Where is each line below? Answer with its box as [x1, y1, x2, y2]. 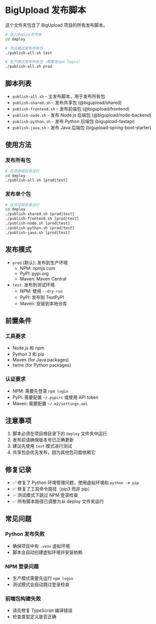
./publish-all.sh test [5, 50, 52, 55]
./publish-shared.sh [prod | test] [5, 211, 75, 216]
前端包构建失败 [5, 595, 41, 602]
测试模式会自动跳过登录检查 [12, 581, 70, 587]
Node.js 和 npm [12, 345, 45, 351]
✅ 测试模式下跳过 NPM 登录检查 [12, 492, 78, 498]
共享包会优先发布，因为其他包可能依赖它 [12, 449, 96, 455]
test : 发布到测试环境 [12, 281, 55, 287]
